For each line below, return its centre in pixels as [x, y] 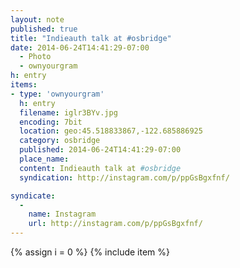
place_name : [44, 159]
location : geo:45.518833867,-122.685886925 [111, 131]
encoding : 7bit [51, 122]
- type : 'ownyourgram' [57, 94]
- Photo [35, 57]
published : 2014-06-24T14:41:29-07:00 [100, 150]
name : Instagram [62, 214]
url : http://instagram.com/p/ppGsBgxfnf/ [115, 224]
